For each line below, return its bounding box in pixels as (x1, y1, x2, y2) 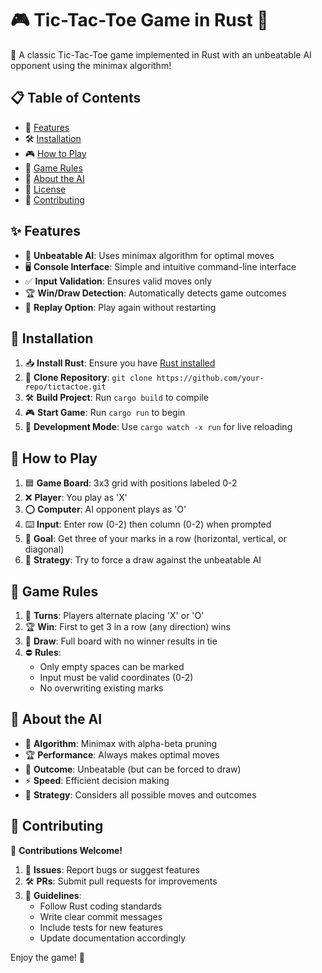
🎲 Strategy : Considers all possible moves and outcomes (24, 788, 257, 801)
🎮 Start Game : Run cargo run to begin (24, 407, 186, 419)
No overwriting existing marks (39, 682, 164, 694)
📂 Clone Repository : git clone (24, 372, 153, 384)
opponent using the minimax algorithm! (10, 59, 172, 71)
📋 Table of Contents (10, 90, 142, 107)
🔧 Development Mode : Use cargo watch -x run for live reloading (24, 421, 293, 433)
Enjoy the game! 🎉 (10, 951, 85, 963)
